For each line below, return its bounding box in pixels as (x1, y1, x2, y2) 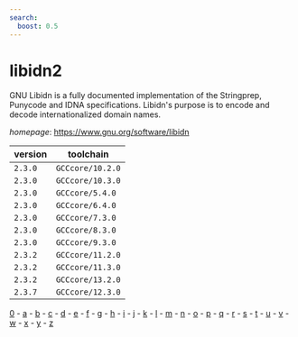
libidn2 (9, 60, 63, 81)
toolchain (67, 148, 110, 160)
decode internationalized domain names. (9, 109, 161, 120)
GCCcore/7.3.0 (55, 213, 116, 223)
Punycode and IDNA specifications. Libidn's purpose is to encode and (9, 100, 270, 111)
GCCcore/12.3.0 (55, 287, 121, 297)
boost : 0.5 (17, 22, 59, 31)
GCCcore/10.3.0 (55, 176, 121, 186)
